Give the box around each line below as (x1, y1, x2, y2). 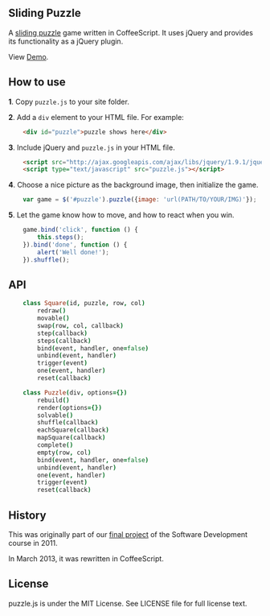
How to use (8, 76, 66, 89)
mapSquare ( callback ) (37, 434, 106, 442)
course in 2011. (8, 539, 58, 548)
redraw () (37, 307, 67, 315)
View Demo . (8, 52, 49, 61)
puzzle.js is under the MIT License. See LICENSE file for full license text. (8, 598, 247, 608)
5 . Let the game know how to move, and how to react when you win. (8, 210, 235, 220)
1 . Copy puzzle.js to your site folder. (8, 97, 130, 106)
